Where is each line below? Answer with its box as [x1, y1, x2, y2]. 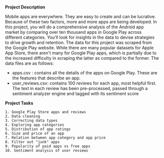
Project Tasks [5, 100, 34, 106]
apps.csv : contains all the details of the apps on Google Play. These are [12, 70, 158, 75]
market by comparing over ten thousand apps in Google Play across [5, 29, 142, 35]
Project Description [5, 4, 45, 10]
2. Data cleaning [5, 114, 41, 119]
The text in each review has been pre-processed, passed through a [12, 86, 148, 91]
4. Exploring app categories [5, 122, 64, 127]
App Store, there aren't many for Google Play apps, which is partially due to [5, 50, 157, 56]
